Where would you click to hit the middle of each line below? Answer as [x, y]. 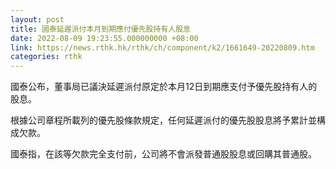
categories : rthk [46, 57]
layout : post [37, 19]
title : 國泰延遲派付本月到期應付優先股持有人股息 [100, 29]
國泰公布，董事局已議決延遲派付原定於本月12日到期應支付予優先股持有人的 [164, 87]
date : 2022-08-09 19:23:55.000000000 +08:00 [104, 38]
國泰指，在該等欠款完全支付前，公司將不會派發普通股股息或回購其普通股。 [163, 154]
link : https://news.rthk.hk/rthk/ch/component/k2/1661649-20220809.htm [162, 47]
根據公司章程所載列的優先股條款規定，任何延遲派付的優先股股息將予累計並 [163, 120]
